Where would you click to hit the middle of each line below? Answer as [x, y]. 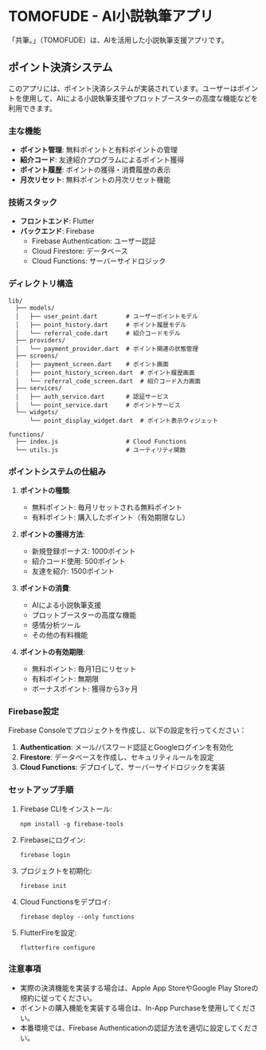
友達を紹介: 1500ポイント [73, 570]
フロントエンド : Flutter [57, 221]
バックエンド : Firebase [57, 231]
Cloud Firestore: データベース [80, 251]
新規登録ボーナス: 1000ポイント [84, 551]
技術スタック [33, 202]
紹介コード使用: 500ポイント [78, 561]
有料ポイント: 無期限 [65, 678]
